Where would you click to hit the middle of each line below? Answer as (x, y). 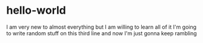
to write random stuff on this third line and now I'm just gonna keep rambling (101, 33)
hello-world (36, 10)
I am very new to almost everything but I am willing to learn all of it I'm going (101, 27)
